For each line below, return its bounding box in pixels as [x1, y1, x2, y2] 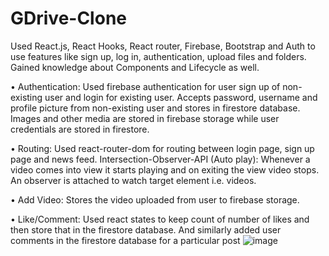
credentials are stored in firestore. [10, 123, 150, 135]
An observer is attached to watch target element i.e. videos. [10, 174, 257, 186]
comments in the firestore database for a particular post [10, 234, 241, 246]
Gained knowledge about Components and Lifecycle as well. [10, 61, 260, 73]
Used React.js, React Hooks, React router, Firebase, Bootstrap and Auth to [10, 40, 316, 52]
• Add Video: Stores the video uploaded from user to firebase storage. [10, 193, 300, 206]
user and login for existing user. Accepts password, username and [44, 91, 318, 103]
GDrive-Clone [10, 7, 127, 30]
